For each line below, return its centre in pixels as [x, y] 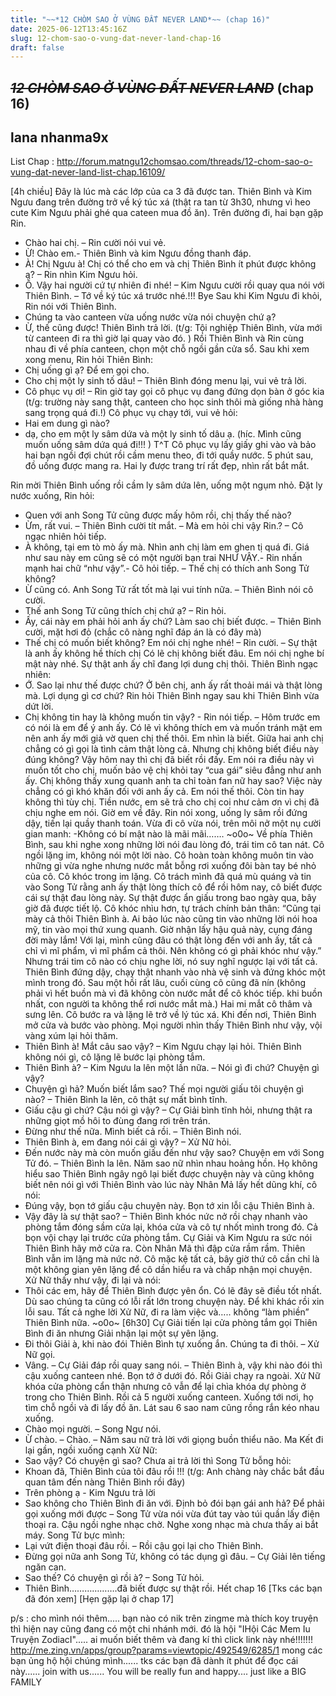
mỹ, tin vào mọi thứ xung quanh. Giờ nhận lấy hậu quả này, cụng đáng [168, 930]
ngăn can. [45, 1567]
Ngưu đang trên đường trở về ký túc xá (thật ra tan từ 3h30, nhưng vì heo [160, 202]
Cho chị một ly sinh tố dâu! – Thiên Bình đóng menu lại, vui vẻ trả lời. [165, 381]
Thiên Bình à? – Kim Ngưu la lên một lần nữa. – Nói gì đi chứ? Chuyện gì [172, 1068]
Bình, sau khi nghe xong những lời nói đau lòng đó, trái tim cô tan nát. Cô [174, 845]
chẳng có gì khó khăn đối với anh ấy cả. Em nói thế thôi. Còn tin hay [164, 792]
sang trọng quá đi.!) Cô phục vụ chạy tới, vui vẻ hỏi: [131, 413]
